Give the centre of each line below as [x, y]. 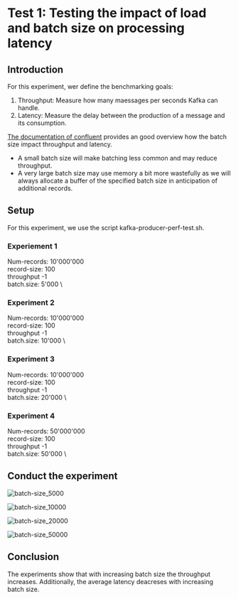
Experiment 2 [31, 303]
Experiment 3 [31, 359]
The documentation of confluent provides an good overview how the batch [117, 137]
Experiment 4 [31, 416]
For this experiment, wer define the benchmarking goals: [90, 86]
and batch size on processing [96, 28]
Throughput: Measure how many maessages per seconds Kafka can [118, 100]
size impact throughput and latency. [60, 144]
